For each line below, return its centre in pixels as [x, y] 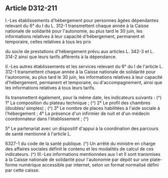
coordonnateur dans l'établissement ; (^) [47, 119]
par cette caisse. [23, 170]
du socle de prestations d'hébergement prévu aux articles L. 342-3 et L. [80, 51]
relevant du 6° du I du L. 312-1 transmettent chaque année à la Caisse [77, 26]
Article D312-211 [31, 8]
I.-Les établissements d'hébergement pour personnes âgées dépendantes [82, 20]
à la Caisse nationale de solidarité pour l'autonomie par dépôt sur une [77, 159]
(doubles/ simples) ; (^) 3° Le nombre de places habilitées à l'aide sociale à [83, 108]
